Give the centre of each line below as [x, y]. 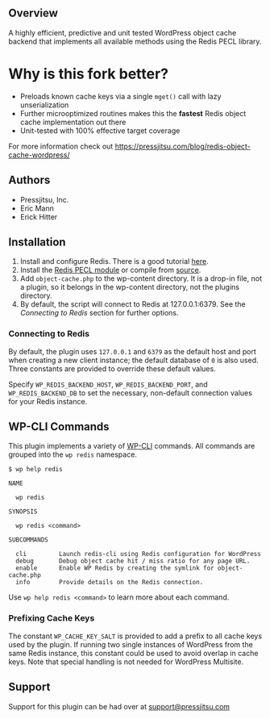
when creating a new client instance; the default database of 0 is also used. [134, 360]
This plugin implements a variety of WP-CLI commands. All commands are [132, 446]
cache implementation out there [73, 122]
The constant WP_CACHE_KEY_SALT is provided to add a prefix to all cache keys [135, 636]
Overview [33, 13]
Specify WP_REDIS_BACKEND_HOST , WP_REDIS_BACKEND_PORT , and [108, 384]
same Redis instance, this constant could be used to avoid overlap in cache [133, 653]
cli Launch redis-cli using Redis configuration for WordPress [139, 554]
